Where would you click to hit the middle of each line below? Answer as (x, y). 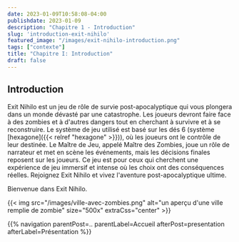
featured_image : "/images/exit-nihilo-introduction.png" (94, 41)
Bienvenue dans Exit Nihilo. (47, 188)
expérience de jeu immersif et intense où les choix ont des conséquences (116, 167)
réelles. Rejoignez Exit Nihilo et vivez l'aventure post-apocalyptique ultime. (117, 175)
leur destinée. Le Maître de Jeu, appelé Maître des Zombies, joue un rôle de (118, 144)
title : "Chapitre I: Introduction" (60, 54)
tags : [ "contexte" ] (36, 47)
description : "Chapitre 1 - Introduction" (71, 27)
